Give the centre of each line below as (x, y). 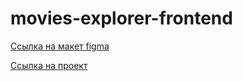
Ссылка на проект (49, 65)
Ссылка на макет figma (60, 46)
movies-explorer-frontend (121, 18)
